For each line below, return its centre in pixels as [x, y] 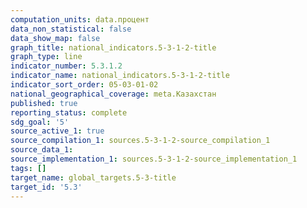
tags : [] [28, 168]
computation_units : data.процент [80, 19]
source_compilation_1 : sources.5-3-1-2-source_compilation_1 [140, 141]
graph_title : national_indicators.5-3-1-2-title [113, 47]
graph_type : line [46, 57]
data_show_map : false [55, 38]
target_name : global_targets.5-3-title [93, 177]
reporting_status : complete [69, 112]
